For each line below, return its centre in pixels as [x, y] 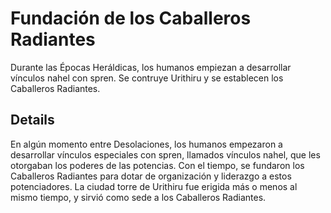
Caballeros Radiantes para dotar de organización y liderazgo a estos [151, 176]
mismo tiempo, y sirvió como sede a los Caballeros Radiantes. [138, 197]
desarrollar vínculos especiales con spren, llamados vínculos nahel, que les [165, 154]
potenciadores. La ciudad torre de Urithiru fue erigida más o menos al [154, 186]
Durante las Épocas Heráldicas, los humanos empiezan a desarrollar [151, 67]
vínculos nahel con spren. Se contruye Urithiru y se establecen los [147, 78]
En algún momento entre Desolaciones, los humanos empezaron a [146, 144]
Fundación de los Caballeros [131, 18]
